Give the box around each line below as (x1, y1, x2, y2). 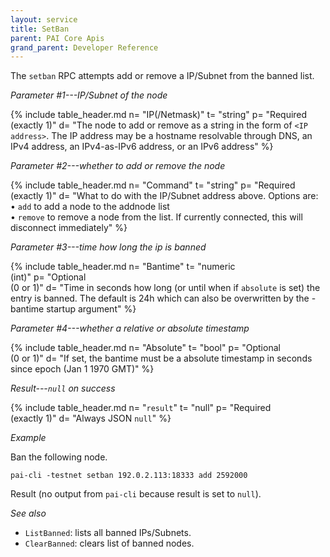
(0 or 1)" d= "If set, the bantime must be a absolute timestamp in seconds (10, 352, 313, 365)
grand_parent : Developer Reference (10, 42, 159, 53)
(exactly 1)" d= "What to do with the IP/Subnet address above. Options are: (10, 190, 319, 202)
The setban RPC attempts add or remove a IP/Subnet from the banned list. (10, 70, 315, 82)
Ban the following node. (10, 451, 108, 463)
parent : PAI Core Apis (10, 33, 105, 43)
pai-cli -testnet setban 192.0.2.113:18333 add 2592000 (10, 471, 248, 481)
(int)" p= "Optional (10, 271, 87, 283)
